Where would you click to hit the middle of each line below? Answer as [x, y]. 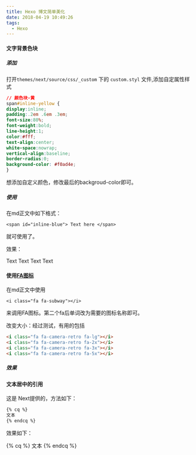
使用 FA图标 [20, 275]
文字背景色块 [22, 48]
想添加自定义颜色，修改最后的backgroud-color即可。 [71, 182]
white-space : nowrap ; [32, 148]
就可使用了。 [22, 236]
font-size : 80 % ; [25, 120]
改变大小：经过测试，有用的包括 [45, 325]
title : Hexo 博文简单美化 [36, 12]
